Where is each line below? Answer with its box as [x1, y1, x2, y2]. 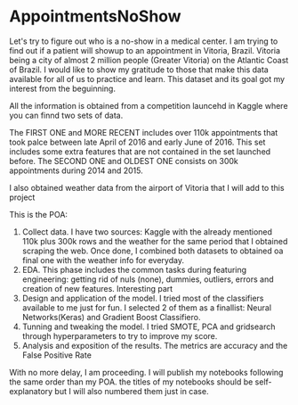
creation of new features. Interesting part [21, 283, 173, 293]
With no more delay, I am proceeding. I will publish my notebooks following [9, 367, 284, 377]
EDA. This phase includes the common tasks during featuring [21, 264, 247, 275]
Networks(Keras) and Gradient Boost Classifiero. [21, 311, 201, 322]
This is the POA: [9, 209, 68, 219]
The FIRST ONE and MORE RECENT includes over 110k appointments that [9, 127, 278, 137]
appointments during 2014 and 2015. [9, 165, 144, 176]
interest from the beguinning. [9, 83, 116, 94]
